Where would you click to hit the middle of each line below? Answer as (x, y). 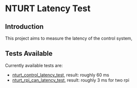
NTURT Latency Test (48, 9)
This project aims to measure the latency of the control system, (69, 38)
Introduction (24, 27)
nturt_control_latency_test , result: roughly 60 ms (60, 75)
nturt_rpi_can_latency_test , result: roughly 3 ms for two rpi (71, 80)
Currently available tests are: (34, 65)
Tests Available (29, 54)
